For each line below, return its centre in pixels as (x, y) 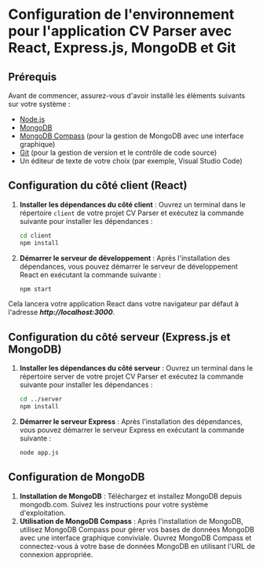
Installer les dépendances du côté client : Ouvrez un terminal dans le (132, 204)
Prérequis (33, 77)
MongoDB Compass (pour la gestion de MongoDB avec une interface (131, 136)
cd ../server (41, 399)
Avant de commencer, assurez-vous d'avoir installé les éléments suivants (127, 95)
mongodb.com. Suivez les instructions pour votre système (114, 504)
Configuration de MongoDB (77, 477)
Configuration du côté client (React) (98, 186)
